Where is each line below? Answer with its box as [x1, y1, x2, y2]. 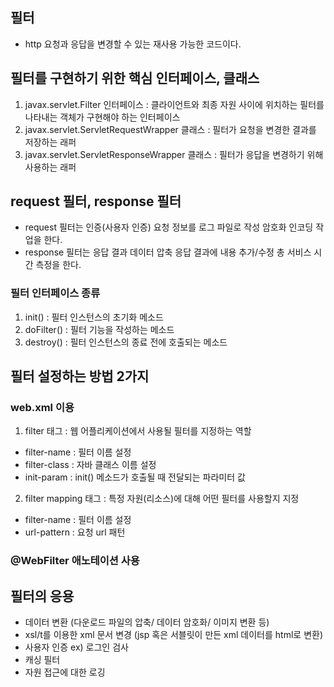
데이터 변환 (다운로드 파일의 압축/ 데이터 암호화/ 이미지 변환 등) [24, 616, 270, 628]
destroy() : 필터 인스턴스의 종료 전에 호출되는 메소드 [24, 336, 228, 348]
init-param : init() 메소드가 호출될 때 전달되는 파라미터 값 [24, 471, 246, 483]
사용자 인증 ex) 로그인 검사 [24, 641, 129, 653]
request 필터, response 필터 [10, 193, 182, 210]
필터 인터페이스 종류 [10, 286, 101, 300]
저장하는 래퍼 [24, 136, 77, 148]
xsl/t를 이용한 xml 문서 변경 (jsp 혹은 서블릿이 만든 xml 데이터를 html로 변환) [24, 629, 324, 641]
